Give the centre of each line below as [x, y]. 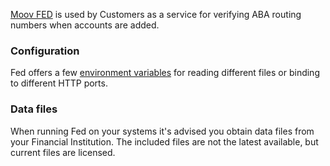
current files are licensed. [63, 152]
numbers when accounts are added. [85, 25]
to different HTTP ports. [59, 83]
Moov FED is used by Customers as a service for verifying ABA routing [156, 14]
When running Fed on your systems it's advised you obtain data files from [162, 131]
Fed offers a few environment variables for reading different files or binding [165, 73]
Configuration [45, 51]
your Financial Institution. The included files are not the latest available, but [164, 141]
